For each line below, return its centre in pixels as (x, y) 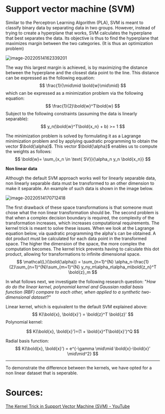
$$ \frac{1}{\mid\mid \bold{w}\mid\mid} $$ (83, 85)
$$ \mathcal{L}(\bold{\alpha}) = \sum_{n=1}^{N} (65, 261)
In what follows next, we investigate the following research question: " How (81, 282)
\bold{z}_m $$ (83, 272)
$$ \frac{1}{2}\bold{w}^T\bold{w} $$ (83, 106)
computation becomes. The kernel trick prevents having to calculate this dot (82, 249)
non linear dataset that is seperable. (42, 373)
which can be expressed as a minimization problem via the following (74, 93)
